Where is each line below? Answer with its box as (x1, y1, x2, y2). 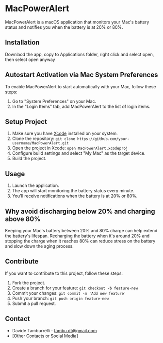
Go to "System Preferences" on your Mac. (12, 98, 97, 104)
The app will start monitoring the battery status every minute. (12, 188, 135, 194)
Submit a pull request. (12, 301, 56, 306)
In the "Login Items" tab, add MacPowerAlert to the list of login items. (12, 103, 150, 109)
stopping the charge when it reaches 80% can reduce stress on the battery (5, 238, 156, 244)
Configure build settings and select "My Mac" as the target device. (12, 150, 146, 156)
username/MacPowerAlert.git (12, 141, 69, 146)
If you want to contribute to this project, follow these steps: (5, 270, 123, 276)
